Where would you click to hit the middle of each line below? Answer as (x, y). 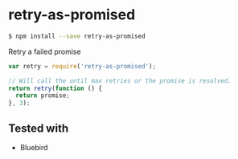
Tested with (39, 128)
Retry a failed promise (45, 51)
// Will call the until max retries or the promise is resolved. (120, 81)
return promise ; (43, 96)
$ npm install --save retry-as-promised (77, 36)
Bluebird (34, 147)
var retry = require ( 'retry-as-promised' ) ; (82, 66)
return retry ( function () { (55, 88)
